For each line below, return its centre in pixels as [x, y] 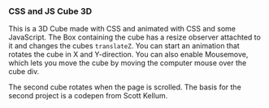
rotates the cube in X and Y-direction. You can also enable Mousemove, [128, 55]
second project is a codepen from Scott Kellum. [88, 96]
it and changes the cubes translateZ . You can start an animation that [124, 46]
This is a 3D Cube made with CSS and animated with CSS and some [122, 29]
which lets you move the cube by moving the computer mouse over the [128, 63]
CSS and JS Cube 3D [50, 11]
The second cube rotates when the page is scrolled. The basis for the [125, 87]
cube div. [24, 72]
